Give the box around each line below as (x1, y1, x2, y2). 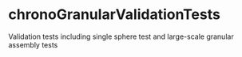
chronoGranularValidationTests (8, 6, 221, 24)
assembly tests (8, 40, 58, 49)
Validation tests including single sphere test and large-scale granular (8, 32, 234, 41)
